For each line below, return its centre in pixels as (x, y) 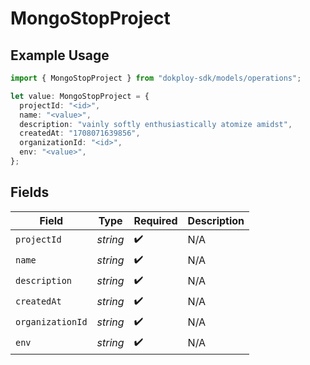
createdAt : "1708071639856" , (80, 133)
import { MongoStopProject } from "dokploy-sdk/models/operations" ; (156, 78)
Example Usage (60, 55)
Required (155, 220)
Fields (30, 192)
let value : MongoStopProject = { (80, 96)
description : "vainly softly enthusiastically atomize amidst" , (156, 124)
